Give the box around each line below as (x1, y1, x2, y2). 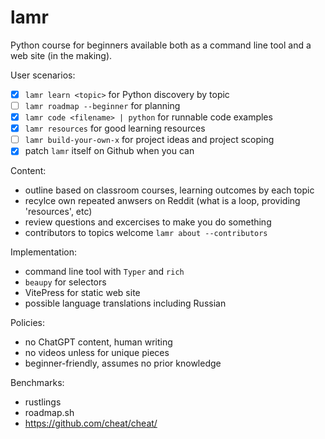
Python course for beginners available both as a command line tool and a (10, 39, 312, 51)
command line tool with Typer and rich (24, 266, 185, 278)
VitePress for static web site (24, 287, 141, 299)
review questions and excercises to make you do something (24, 216, 272, 228)
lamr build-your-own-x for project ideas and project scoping (24, 134, 275, 146)
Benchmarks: (10, 377, 65, 389)
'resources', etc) (24, 206, 93, 218)
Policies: (10, 317, 46, 329)
